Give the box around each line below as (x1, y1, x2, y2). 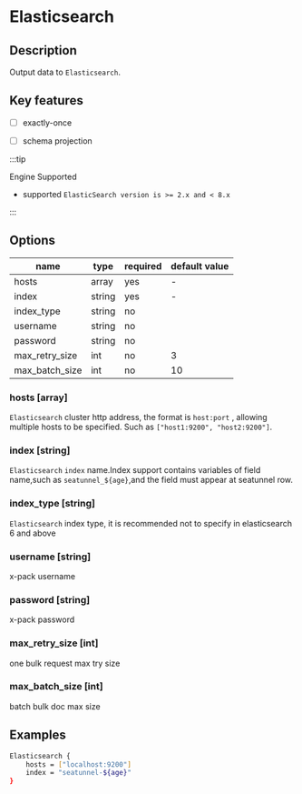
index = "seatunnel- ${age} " (25, 769, 132, 778)
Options (9, 233, 56, 248)
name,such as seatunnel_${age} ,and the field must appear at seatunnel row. (9, 475, 293, 486)
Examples (9, 728, 66, 743)
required (123, 259, 162, 272)
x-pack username (9, 570, 75, 581)
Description (9, 43, 77, 58)
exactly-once (22, 116, 73, 128)
